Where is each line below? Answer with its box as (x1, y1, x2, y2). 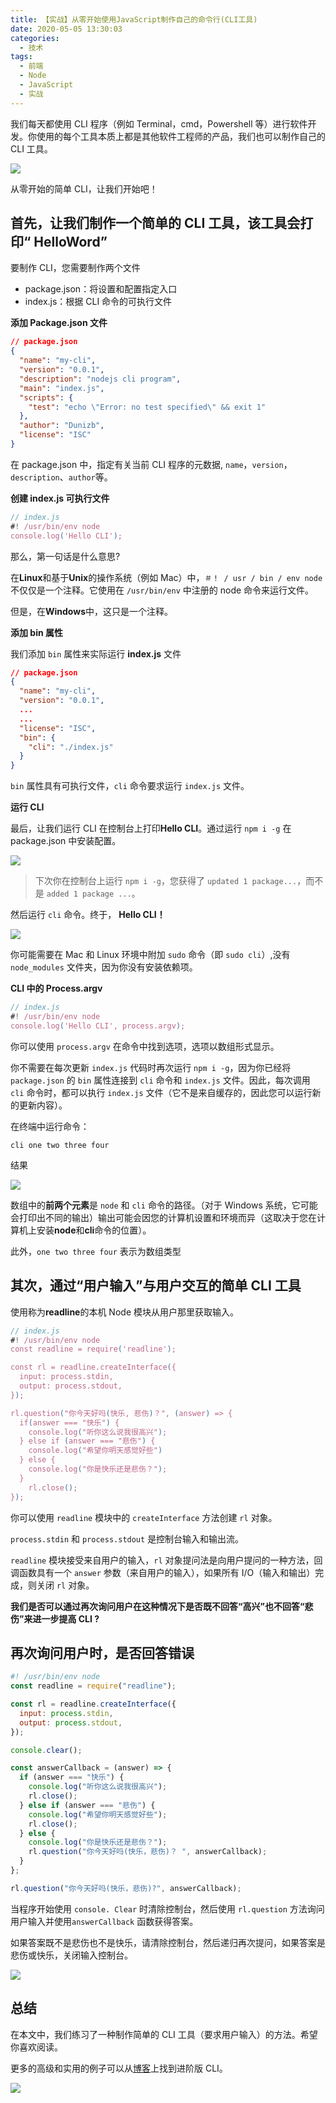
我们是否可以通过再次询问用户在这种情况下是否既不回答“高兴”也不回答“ (10, 1600, 305, 1612)
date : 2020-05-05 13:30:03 (10, 24, 123, 34)
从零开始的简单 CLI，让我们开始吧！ (10, 182, 158, 195)
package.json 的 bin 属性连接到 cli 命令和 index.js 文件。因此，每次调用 (10, 1074, 311, 1086)
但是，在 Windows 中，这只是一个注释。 (10, 605, 173, 617)
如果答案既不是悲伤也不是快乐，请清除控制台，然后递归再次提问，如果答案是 (10, 1936, 326, 1948)
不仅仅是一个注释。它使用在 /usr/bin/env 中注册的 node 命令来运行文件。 (10, 584, 315, 596)
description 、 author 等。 (10, 471, 113, 483)
